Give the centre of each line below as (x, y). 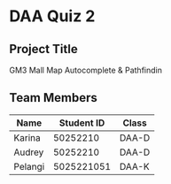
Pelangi (29, 166)
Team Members (53, 98)
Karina (27, 137)
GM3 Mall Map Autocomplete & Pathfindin (85, 70)
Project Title (43, 49)
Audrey (29, 152)
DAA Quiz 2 (52, 16)
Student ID (82, 123)
